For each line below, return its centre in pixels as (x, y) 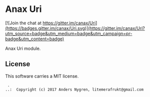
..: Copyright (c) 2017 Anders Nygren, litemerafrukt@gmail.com (74, 90)
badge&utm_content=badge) (35, 39)
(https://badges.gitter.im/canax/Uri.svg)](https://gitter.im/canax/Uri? (75, 28)
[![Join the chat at (23, 23)
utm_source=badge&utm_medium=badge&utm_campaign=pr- (69, 33)
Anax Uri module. (23, 48)
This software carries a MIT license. (42, 76)
